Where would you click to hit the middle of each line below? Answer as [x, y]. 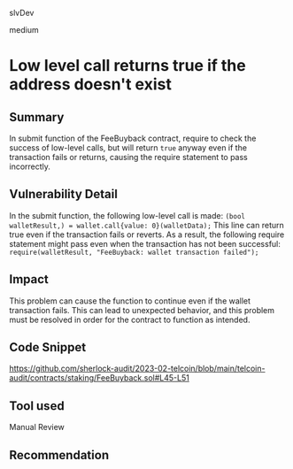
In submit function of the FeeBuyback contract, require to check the [133, 138]
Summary [37, 117]
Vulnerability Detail [63, 194]
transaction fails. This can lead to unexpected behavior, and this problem [142, 310]
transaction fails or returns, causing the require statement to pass [128, 157]
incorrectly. [30, 166]
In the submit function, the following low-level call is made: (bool [127, 215]
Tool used [37, 406]
